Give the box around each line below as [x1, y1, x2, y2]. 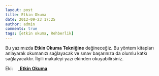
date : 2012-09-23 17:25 [5, 17, 56, 22]
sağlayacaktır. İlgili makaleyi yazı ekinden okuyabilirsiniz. [5, 56, 123, 61]
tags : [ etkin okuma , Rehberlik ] [5, 31, 74, 36]
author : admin [5, 21, 36, 27]
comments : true [5, 26, 38, 31]
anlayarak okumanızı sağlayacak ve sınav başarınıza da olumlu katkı [5, 50, 147, 56]
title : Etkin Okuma [5, 12, 47, 17]
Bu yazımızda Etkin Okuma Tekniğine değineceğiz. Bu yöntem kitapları [5, 45, 154, 51]
